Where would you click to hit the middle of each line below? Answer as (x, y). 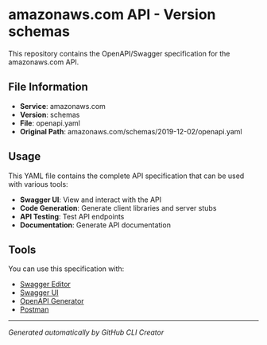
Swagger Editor (45, 285)
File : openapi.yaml (50, 123)
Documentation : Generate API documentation (95, 225)
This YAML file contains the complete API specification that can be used (126, 176)
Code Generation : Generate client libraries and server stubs (118, 207)
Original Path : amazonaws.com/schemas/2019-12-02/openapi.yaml (131, 131)
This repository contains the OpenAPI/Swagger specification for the (119, 53)
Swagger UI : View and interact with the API (91, 200)
